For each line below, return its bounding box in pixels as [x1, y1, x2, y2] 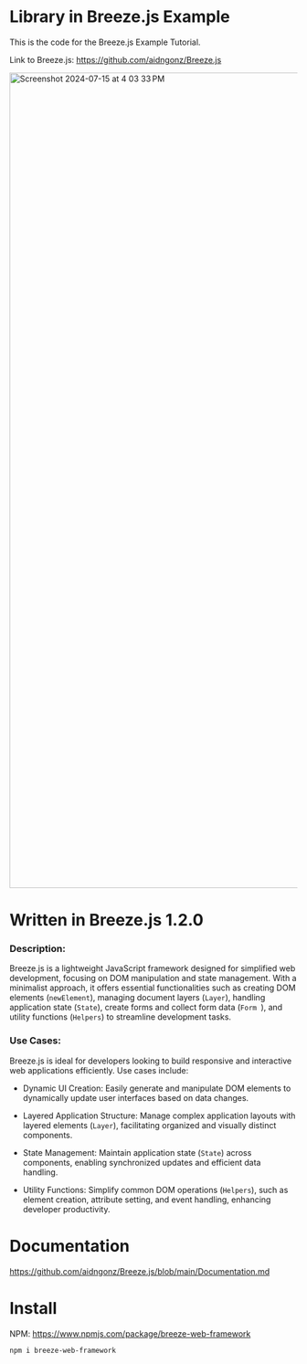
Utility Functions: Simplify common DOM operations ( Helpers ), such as [22, 1184, 289, 1195]
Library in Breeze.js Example [9, 6, 230, 27]
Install [9, 1297, 58, 1318]
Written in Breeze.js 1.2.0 [9, 910, 204, 931]
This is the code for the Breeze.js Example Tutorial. [9, 37, 201, 48]
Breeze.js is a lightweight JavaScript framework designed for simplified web [9, 963, 296, 974]
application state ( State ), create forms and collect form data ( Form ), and [9, 1002, 283, 1013]
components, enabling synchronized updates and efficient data [22, 1157, 261, 1168]
